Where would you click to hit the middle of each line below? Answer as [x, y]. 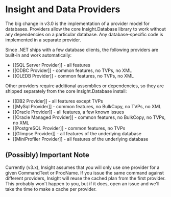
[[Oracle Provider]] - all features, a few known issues [68, 112]
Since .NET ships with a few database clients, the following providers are [82, 50]
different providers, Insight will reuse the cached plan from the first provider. [86, 178]
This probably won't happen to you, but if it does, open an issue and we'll [82, 183]
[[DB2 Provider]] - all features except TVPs [58, 101]
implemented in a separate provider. [43, 40]
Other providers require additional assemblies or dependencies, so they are [85, 86]
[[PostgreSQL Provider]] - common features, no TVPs [69, 128]
